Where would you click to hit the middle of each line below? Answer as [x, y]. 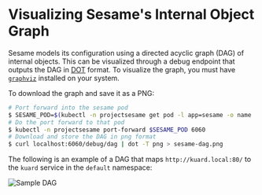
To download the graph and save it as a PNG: [81, 93]
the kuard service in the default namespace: [80, 167]
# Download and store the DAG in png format [82, 137]
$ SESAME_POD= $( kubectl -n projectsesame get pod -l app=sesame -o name [130, 115]
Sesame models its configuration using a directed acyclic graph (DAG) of [126, 53]
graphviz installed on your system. [64, 78]
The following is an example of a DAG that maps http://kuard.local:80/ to [130, 160]
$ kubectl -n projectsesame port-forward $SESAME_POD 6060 [107, 130]
